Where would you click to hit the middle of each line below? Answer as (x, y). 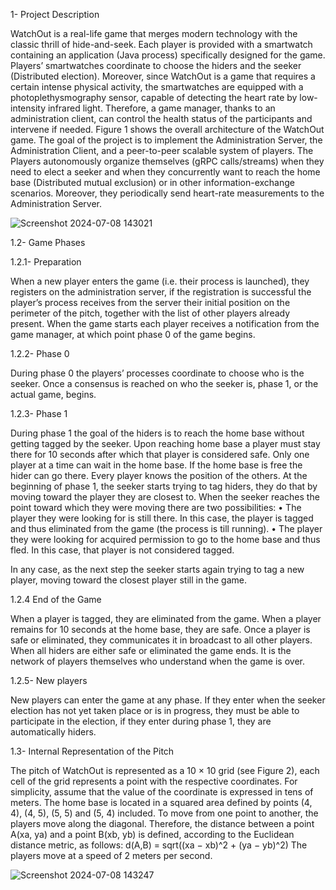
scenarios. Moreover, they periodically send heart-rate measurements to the (167, 193)
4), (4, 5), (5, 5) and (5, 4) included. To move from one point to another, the (164, 813)
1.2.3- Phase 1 (39, 413)
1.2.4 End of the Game (56, 599)
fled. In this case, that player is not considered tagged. (122, 550)
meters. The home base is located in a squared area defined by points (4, (161, 802)
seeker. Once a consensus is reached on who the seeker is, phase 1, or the (164, 383)
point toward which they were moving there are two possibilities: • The (156, 507)
